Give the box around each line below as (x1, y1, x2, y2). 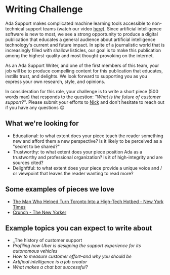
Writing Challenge (5, 4, 83, 15)
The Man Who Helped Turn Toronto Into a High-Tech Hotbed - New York (12, 199, 164, 205)
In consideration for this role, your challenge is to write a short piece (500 (5, 88, 158, 94)
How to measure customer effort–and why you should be (12, 253, 132, 259)
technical (5, 25, 24, 31)
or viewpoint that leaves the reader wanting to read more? (12, 170, 134, 176)
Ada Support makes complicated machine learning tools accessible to (5, 20, 151, 26)
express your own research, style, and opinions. (5, 78, 105, 85)
